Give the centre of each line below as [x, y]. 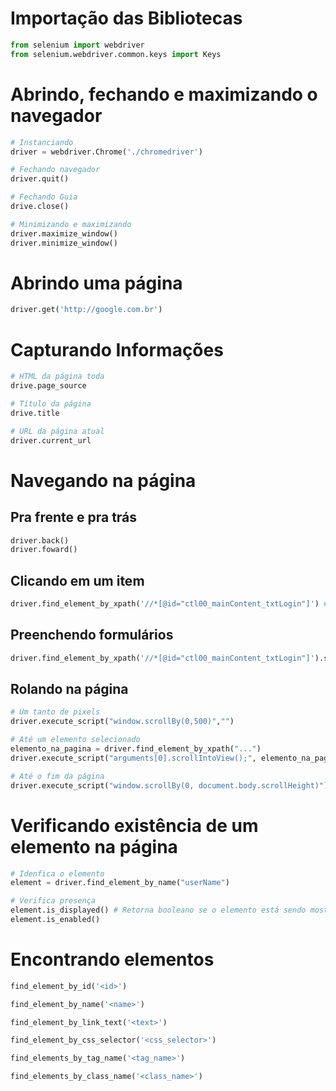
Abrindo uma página [96, 283]
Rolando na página [69, 689]
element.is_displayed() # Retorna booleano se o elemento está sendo [158, 910]
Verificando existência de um [134, 825]
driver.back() [40, 540]
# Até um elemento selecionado [75, 740]
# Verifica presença [53, 901]
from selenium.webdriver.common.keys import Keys [116, 54]
